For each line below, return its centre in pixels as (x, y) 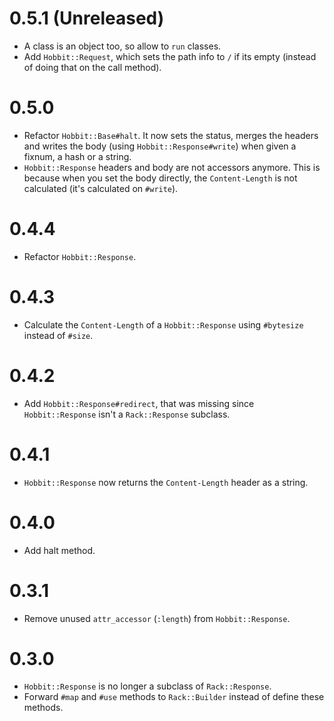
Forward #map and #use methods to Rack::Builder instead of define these (174, 697)
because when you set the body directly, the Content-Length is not (160, 178)
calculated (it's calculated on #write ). (101, 188)
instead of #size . (58, 335)
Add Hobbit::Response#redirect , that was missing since (139, 403)
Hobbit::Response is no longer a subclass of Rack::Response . (147, 686)
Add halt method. (59, 550)
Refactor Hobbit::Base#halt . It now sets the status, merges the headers (171, 135)
